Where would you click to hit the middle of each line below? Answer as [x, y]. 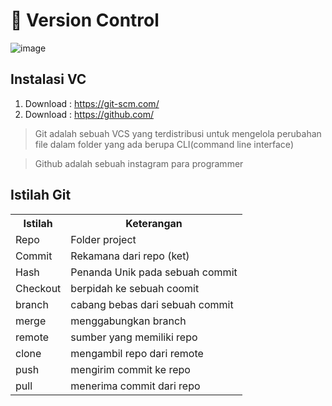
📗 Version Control [85, 20]
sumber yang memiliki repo [134, 337]
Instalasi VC [48, 79]
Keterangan [154, 223]
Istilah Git [41, 195]
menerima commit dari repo [135, 386]
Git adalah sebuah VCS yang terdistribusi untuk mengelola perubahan [178, 133]
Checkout [38, 288]
